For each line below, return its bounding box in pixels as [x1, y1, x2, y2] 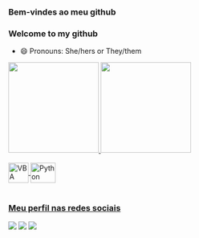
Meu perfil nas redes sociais [8, 203, 121, 214]
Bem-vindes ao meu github [8, 6, 116, 18]
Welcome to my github [8, 27, 99, 39]
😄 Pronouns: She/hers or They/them [19, 47, 142, 56]
